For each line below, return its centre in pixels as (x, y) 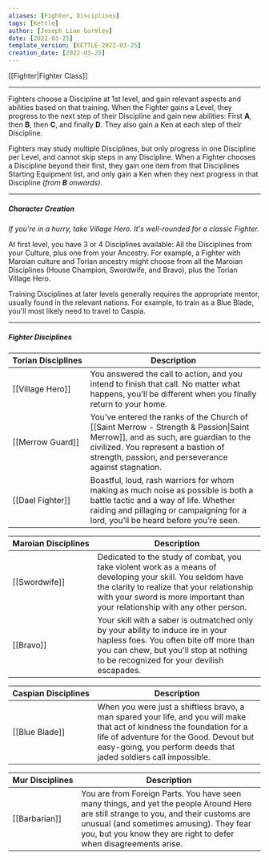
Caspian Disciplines (51, 693)
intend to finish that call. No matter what (165, 383)
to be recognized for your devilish (161, 660)
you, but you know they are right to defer (158, 834)
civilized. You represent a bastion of (157, 447)
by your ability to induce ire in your (162, 630)
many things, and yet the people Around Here (167, 803)
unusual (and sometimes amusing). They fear (167, 823)
